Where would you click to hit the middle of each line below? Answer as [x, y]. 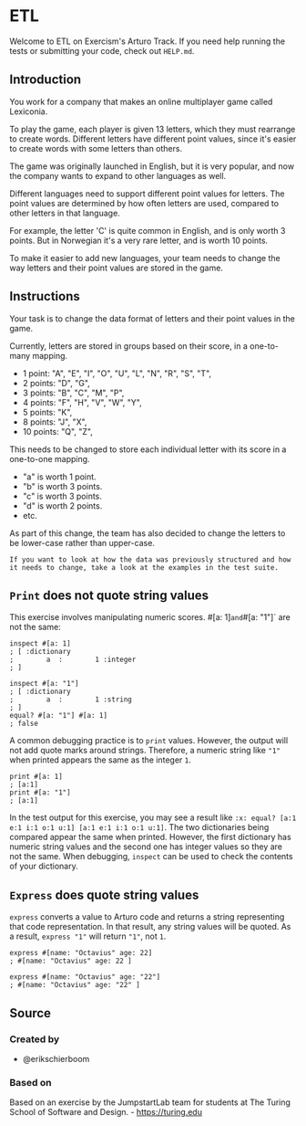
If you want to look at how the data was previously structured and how [150, 559]
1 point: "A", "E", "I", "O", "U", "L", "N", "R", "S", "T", [117, 373]
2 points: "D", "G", [56, 383]
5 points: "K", [47, 412]
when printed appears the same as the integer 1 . [100, 760]
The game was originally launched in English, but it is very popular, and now [152, 166]
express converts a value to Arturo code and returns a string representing [147, 917]
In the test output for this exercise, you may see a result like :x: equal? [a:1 [153, 817]
